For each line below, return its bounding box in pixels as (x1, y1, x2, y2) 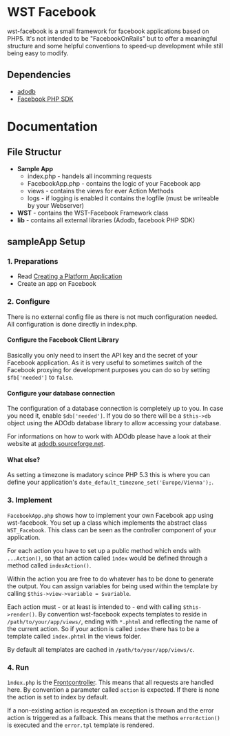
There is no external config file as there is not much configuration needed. (7, 312, 218, 321)
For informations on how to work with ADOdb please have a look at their (7, 432, 211, 440)
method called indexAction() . (7, 561, 92, 570)
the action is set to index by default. (7, 693, 109, 701)
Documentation (7, 119, 98, 135)
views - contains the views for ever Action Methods (27, 186, 174, 195)
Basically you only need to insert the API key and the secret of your (7, 351, 198, 359)
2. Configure (7, 297, 50, 307)
